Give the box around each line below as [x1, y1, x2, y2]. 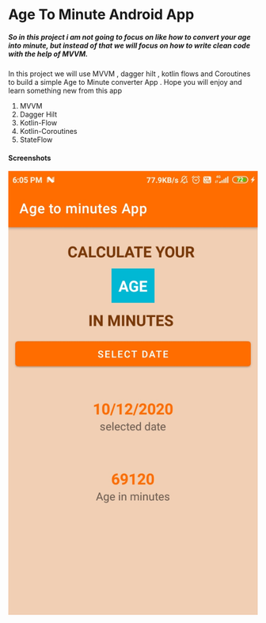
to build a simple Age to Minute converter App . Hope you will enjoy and [8, 78, 243, 87]
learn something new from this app [8, 86, 123, 96]
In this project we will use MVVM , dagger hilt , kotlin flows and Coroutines [8, 69, 251, 78]
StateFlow [19, 135, 53, 144]
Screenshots [8, 153, 51, 162]
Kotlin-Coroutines [19, 127, 78, 136]
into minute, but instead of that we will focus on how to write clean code [8, 40, 251, 50]
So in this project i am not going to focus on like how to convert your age [8, 32, 251, 41]
